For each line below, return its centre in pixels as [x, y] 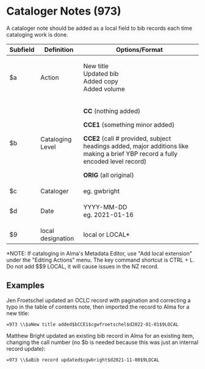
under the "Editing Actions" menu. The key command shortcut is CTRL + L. [101, 260]
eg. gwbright [102, 191]
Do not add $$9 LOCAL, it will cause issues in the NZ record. [83, 266]
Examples [25, 286]
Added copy [101, 81]
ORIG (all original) [109, 175]
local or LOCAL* [106, 234]
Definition [59, 49]
